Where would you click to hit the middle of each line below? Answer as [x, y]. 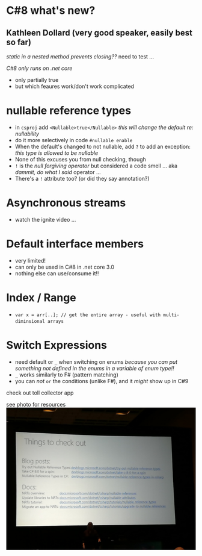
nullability [27, 134]
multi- [171, 315]
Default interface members [75, 244]
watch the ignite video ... [45, 219]
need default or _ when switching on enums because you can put [96, 361]
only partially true [37, 80]
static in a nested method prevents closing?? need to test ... [80, 57]
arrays [56, 321]
